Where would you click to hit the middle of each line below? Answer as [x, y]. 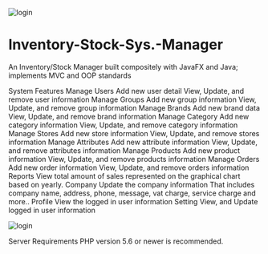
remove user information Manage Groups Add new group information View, [132, 99]
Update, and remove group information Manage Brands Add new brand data [134, 107]
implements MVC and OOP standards [70, 75]
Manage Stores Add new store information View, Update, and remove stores [134, 133]
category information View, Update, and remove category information [123, 125]
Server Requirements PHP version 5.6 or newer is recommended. [116, 241]
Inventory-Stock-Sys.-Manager [116, 45]
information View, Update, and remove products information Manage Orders [134, 159]
